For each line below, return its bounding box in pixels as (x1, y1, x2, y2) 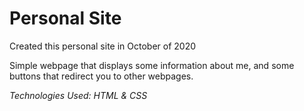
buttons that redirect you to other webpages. (9, 70, 194, 82)
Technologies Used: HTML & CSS (9, 89, 148, 101)
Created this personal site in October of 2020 (9, 40, 197, 52)
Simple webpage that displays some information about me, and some (9, 59, 295, 71)
